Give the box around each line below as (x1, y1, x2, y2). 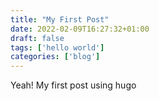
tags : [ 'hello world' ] (10, 42, 105, 53)
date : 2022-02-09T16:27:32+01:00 (10, 24, 150, 34)
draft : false (10, 33, 65, 43)
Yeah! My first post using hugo (10, 79, 137, 91)
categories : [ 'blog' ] (10, 52, 101, 62)
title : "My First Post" (10, 14, 110, 25)
